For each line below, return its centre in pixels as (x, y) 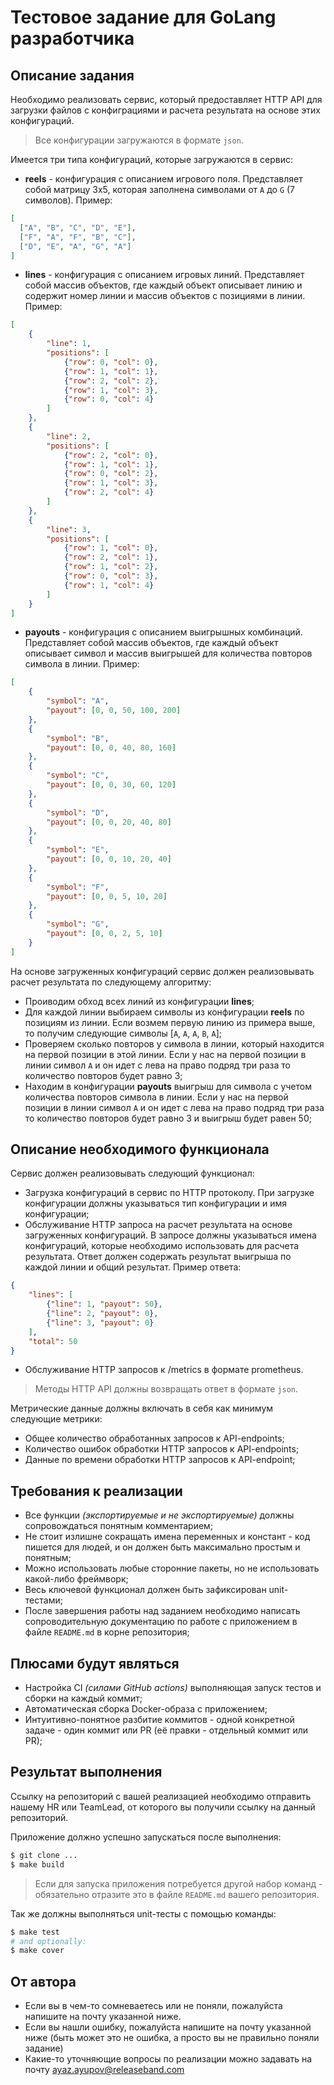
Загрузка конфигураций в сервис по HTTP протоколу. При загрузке (169, 1193)
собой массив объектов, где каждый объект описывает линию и (163, 285)
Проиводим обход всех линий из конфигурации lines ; (139, 1001)
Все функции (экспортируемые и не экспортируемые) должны (159, 1515)
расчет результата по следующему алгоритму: (111, 982)
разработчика (72, 38)
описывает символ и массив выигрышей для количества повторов (168, 653)
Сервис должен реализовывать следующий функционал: (132, 1173)
